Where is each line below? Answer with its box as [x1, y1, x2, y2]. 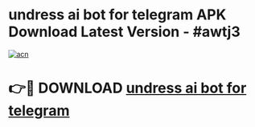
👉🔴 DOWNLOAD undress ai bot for [8, 79, 247, 97]
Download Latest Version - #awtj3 [8, 23, 241, 41]
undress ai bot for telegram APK [8, 6, 227, 24]
